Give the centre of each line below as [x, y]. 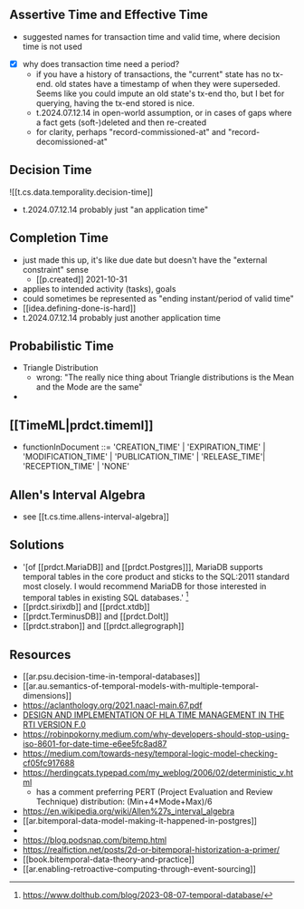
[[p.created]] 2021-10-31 [82, 279]
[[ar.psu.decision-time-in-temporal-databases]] [111, 677]
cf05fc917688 [48, 763]
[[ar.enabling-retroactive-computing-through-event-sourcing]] [139, 869]
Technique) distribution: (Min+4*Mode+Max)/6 [124, 802]
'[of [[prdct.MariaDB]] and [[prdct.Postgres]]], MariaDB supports [143, 566]
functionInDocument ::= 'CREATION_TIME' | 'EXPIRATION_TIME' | [144, 447]
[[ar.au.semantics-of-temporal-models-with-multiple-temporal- [141, 686]
